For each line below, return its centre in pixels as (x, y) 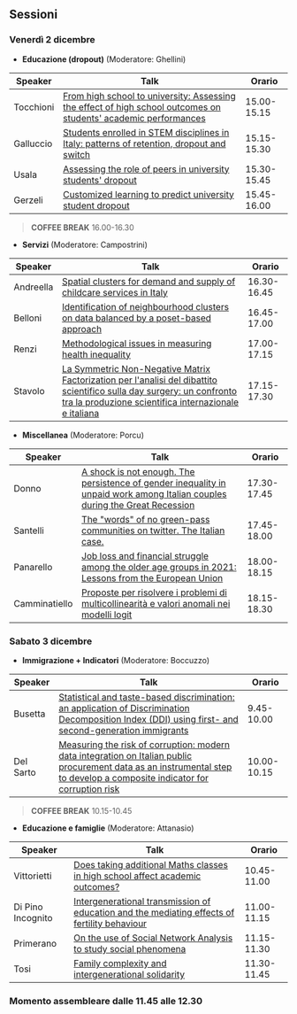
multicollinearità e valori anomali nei (156, 603)
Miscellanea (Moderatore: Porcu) (83, 435)
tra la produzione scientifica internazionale (150, 402)
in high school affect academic (137, 876)
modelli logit (107, 615)
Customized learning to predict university (148, 194)
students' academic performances (134, 118)
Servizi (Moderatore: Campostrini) (85, 244)
